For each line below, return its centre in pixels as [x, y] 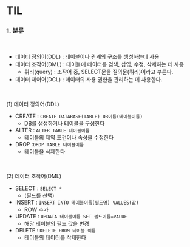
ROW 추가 [36, 209]
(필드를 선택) [39, 195]
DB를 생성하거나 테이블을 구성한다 [64, 123]
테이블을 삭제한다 [45, 152]
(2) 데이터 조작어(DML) [34, 176]
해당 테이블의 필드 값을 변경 [56, 224]
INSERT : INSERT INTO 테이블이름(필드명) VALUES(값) [77, 202]
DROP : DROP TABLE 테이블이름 [49, 144]
